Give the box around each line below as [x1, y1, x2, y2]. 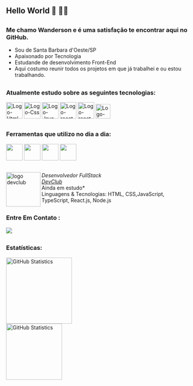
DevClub [42, 178, 63, 185]
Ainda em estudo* [42, 184, 85, 191]
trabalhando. [14, 72, 46, 79]
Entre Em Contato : [6, 214, 60, 222]
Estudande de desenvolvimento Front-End [14, 59, 116, 66]
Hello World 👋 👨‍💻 [6, 6, 69, 16]
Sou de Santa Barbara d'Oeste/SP [14, 46, 96, 53]
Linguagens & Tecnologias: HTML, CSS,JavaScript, [42, 191, 165, 198]
